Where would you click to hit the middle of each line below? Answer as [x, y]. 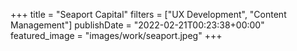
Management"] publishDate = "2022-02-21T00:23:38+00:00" [137, 25]
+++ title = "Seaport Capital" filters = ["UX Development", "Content [148, 14]
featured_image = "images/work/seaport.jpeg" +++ [116, 35]
